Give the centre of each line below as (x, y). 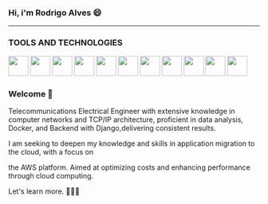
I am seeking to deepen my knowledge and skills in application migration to (132, 143)
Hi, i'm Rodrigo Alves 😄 (55, 13)
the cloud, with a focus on (51, 151)
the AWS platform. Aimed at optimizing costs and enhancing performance (130, 167)
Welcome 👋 (31, 93)
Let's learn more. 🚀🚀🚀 (44, 191)
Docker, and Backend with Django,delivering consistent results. (112, 127)
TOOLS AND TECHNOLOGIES (65, 43)
